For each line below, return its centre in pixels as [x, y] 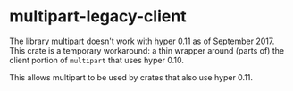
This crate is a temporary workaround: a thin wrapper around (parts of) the [146, 50]
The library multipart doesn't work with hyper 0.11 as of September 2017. [142, 41]
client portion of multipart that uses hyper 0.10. [97, 60]
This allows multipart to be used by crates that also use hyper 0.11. [131, 77]
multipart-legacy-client [98, 17]
